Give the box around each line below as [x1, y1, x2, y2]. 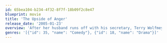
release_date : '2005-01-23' [5, 21, 64, 26]
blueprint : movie [5, 12, 41, 17]
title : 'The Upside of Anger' [5, 16, 68, 21]
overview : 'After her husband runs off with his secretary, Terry [5, 26, 146, 31]
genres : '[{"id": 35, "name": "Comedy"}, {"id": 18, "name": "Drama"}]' [5, 30, 159, 35]
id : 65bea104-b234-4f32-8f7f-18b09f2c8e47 [5, 7, 94, 12]
